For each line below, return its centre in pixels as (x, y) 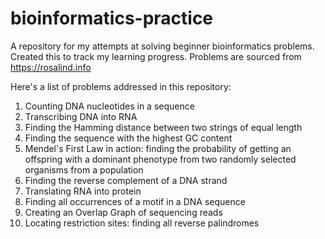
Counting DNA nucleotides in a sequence (109, 106)
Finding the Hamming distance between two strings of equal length (163, 127)
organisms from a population (84, 169)
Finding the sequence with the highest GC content (128, 138)
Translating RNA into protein (83, 191)
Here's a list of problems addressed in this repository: (121, 86)
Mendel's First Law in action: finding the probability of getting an (158, 148)
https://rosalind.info (51, 67)
